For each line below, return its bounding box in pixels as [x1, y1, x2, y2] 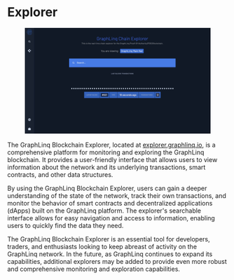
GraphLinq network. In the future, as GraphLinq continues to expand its [7, 250, 213, 258]
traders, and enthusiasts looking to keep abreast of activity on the [7, 242, 198, 251]
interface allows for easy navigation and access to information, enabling [7, 213, 215, 222]
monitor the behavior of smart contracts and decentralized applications [7, 199, 213, 207]
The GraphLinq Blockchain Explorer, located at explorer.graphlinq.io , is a [7, 140, 216, 149]
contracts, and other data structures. [7, 170, 113, 179]
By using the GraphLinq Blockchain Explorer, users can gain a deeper [7, 184, 207, 192]
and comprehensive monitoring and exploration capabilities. [7, 265, 181, 273]
